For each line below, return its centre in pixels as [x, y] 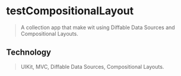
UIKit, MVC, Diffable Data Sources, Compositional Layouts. [92, 66]
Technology [29, 53]
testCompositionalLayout [70, 11]
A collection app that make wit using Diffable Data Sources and [98, 27]
